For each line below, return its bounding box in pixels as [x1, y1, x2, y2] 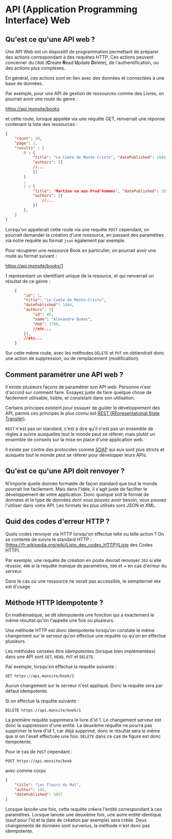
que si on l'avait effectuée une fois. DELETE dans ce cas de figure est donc [5, 733, 161, 739]
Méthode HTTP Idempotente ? [5, 598, 103, 607]
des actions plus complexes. [5, 65, 66, 71]
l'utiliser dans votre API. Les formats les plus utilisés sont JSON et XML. [5, 502, 157, 508]
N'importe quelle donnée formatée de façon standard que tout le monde [5, 480, 158, 487]
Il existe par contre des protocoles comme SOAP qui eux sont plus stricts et [5, 446, 165, 453]
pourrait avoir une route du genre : [5, 96, 78, 102]
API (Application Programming [5, 4, 138, 15]
